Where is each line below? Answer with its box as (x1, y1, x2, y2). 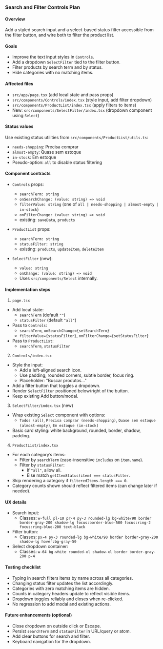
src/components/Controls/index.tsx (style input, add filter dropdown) (12, 97, 152, 102)
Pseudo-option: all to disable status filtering (12, 159, 102, 165)
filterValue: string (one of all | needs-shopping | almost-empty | (19, 201, 159, 207)
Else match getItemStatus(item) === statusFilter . (26, 472, 130, 478)
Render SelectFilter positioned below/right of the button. (12, 388, 129, 394)
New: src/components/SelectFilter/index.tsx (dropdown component (12, 107, 152, 113)
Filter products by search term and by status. (12, 64, 103, 70)
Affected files (5, 81, 34, 86)
